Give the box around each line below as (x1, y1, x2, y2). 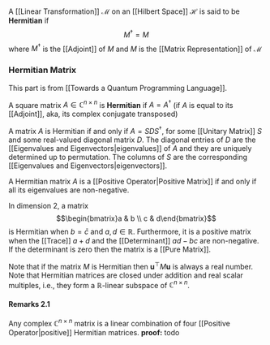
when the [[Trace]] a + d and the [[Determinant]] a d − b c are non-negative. (8, 235, 259, 245)
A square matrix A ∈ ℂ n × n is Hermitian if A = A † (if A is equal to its (8, 98, 234, 110)
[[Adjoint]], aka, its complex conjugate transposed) (8, 109, 178, 119)
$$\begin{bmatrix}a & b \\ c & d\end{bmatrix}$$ (56, 213, 216, 223)
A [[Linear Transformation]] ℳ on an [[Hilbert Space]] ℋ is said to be (8, 6, 241, 16)
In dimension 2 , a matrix (8, 201, 89, 210)
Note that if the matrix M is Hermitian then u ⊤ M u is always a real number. (8, 260, 254, 271)
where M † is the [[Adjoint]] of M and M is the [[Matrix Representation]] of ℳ (8, 42, 262, 54)
